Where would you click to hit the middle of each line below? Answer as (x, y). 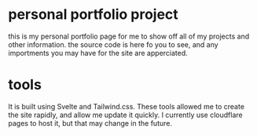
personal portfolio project (93, 15)
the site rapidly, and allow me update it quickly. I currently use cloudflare (125, 115)
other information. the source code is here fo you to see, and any (113, 44)
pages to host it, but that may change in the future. (90, 123)
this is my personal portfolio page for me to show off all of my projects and (129, 36)
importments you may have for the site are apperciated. (98, 53)
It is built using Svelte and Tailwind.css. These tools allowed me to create (127, 106)
